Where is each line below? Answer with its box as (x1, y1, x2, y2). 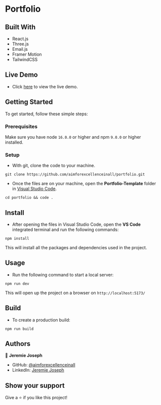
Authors (5, 340, 31, 348)
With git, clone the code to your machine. (12, 163, 95, 169)
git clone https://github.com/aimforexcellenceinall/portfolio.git (5, 172, 145, 177)
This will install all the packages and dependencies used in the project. (5, 245, 147, 251)
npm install (5, 236, 29, 241)
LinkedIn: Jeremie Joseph (12, 367, 64, 373)
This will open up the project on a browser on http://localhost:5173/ (5, 290, 145, 296)
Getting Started (5, 98, 53, 106)
